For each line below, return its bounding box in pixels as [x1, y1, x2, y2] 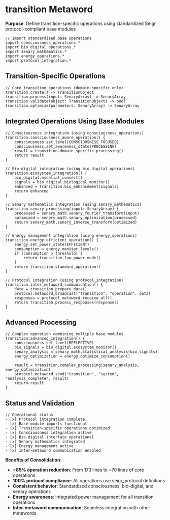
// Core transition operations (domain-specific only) [5, 85, 124, 90]
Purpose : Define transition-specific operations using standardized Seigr [5, 20, 156, 26]
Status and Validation [5, 399, 75, 407]
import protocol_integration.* [5, 58, 72, 63]
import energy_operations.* [5, 53, 65, 59]
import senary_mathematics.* [5, 49, 67, 54]
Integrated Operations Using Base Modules [5, 117, 145, 126]
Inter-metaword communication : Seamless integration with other [12, 505, 151, 511]
